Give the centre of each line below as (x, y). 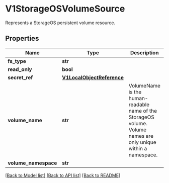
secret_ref (20, 77)
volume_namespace (32, 163)
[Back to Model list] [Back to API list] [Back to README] (63, 175)
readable (139, 105)
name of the (143, 111)
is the (135, 92)
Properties (22, 38)
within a (138, 148)
